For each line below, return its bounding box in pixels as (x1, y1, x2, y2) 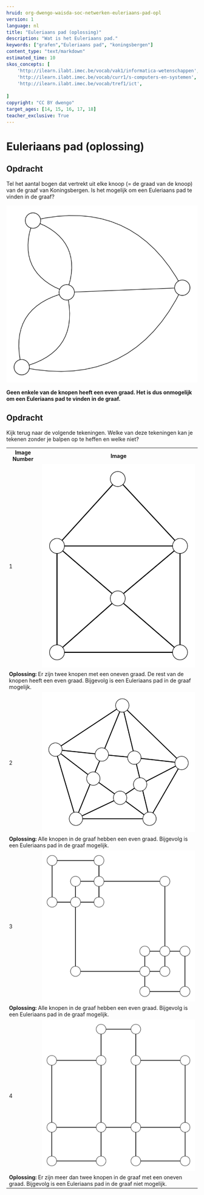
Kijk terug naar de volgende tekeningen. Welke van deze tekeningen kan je (6, 429, 193, 436)
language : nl (6, 23, 39, 29)
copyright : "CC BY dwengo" (6, 100, 75, 106)
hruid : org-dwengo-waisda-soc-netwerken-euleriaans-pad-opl (6, 10, 162, 16)
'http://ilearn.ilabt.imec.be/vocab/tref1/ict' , (17, 80, 143, 86)
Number (12, 456, 34, 463)
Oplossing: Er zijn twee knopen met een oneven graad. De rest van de (8, 670, 184, 677)
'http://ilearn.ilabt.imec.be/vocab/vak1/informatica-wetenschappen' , (17, 68, 200, 74)
